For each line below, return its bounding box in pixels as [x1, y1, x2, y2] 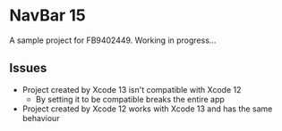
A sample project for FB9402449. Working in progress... [9, 35, 217, 45]
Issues [9, 61, 47, 76]
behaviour [21, 112, 60, 123]
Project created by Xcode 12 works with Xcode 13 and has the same [21, 103, 273, 114]
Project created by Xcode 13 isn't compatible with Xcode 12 [21, 84, 242, 94]
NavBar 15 [9, 5, 87, 26]
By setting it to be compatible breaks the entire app [35, 94, 226, 104]
